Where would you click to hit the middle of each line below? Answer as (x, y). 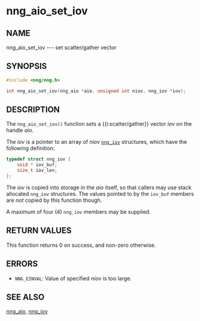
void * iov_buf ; (37, 165)
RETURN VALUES (39, 231)
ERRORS (22, 264)
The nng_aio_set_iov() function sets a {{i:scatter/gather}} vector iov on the (99, 124)
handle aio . (20, 131)
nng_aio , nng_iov (27, 311)
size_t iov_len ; (37, 171)
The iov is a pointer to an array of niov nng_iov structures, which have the (97, 142)
